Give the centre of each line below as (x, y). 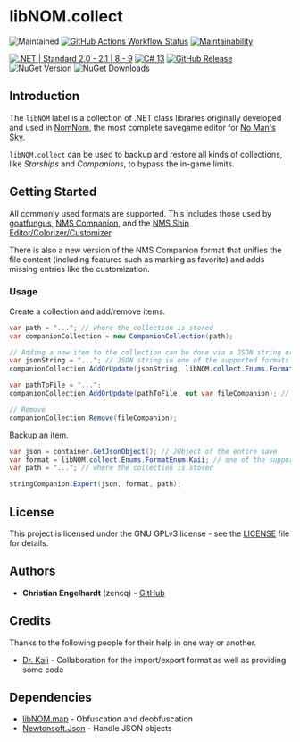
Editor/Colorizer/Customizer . (62, 232)
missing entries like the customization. (79, 269)
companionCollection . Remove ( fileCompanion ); (93, 418)
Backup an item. (39, 435)
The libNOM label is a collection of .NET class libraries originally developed (146, 117)
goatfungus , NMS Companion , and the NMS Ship (100, 223)
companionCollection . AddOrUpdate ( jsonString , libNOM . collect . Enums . (139, 369)
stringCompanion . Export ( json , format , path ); (95, 484)
